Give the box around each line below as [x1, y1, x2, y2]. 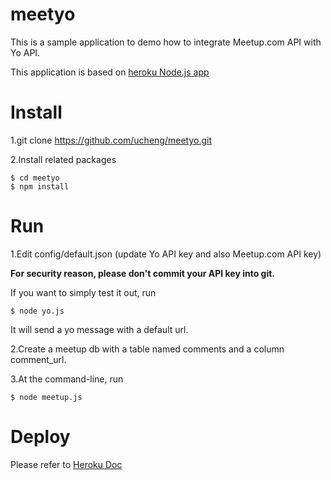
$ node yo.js [10, 306, 65, 316]
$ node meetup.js [10, 392, 83, 402]
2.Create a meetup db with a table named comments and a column [10, 343, 285, 355]
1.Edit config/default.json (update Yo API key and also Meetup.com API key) [10, 248, 322, 260]
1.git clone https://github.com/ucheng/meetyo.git [10, 134, 212, 146]
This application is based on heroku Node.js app [10, 66, 210, 78]
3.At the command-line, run [10, 373, 124, 385]
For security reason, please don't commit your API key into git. [10, 267, 276, 279]
